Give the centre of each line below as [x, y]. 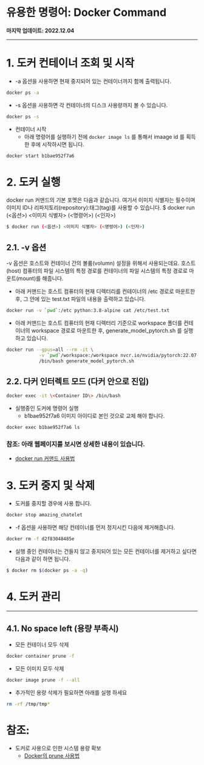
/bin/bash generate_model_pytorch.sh [87, 361]
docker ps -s [23, 116]
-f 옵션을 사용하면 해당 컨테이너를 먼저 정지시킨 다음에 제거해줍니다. [95, 527]
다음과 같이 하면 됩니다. [43, 559]
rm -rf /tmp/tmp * [28, 704]
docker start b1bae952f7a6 [40, 156]
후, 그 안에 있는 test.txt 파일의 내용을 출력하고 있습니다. [80, 299]
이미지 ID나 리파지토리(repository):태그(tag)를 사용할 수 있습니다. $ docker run [101, 208]
